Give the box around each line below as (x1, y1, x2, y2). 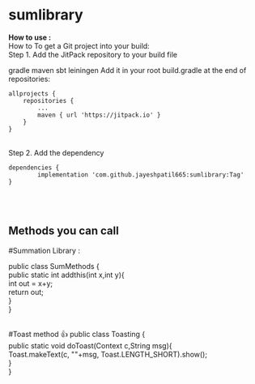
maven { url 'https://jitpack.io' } (37, 111, 161, 119)
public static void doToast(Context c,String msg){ (8, 340, 172, 350)
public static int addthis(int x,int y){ (8, 270, 125, 279)
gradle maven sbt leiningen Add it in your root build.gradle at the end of (8, 65, 247, 75)
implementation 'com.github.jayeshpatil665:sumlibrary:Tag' (37, 170, 244, 179)
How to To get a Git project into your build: (8, 41, 150, 50)
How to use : (8, 32, 51, 42)
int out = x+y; (8, 278, 53, 288)
